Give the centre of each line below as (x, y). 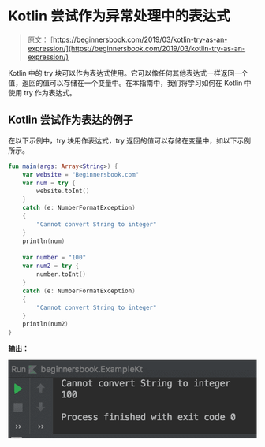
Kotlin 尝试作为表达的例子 (71, 120)
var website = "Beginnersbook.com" (81, 174)
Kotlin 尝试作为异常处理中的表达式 (119, 16)
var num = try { (49, 183)
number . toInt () (62, 274)
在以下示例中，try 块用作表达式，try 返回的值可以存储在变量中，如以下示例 (129, 140)
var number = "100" (54, 258)
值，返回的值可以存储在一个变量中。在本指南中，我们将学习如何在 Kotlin (125, 83)
